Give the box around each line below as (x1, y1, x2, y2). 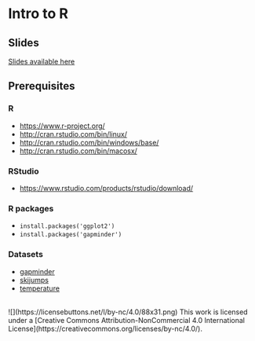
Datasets (8, 249, 43, 260)
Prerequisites (8, 79, 75, 93)
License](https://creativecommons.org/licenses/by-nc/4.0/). (8, 324, 202, 333)
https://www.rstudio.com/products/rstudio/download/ (19, 183, 194, 192)
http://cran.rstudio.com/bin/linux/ (19, 129, 128, 138)
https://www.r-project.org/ (19, 121, 106, 130)
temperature (19, 284, 60, 293)
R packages (8, 203, 54, 214)
